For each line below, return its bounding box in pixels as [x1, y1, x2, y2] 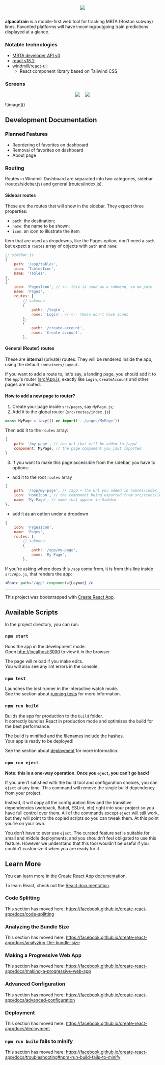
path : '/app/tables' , [14, 261, 58, 266]
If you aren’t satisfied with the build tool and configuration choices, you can [5, 779, 158, 785]
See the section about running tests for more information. [5, 691, 121, 697]
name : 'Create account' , [31, 330, 82, 335]
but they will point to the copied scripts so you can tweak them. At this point [5, 815, 159, 821]
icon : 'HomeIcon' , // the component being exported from [14, 493, 133, 498]
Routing [5, 165, 25, 172]
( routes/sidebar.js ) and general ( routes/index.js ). [5, 181, 103, 187]
